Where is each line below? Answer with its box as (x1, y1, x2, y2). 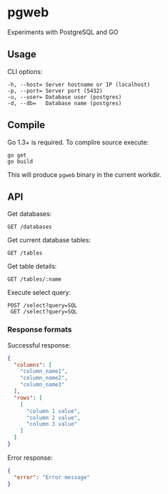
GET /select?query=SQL (10, 308, 78, 316)
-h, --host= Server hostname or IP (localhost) (7, 81, 151, 88)
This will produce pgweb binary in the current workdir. (7, 170, 162, 178)
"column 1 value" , (26, 407, 81, 414)
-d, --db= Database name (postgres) (7, 100, 122, 107)
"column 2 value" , (26, 414, 81, 421)
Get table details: (7, 262, 57, 271)
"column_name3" (20, 381, 65, 388)
